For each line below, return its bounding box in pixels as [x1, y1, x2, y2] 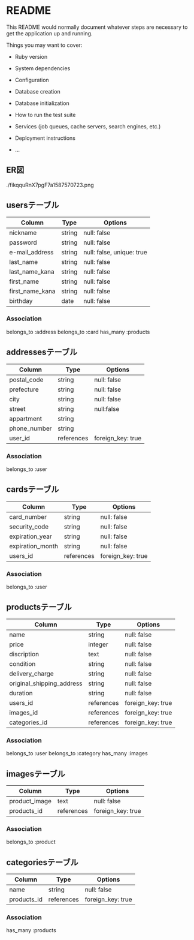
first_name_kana [9, 287, 56, 295]
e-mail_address [9, 248, 54, 256]
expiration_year [9, 532, 52, 540]
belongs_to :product [6, 838, 56, 846]
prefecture [9, 385, 39, 394]
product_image [9, 797, 52, 805]
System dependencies [14, 64, 71, 72]
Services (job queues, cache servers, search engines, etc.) [14, 122, 161, 130]
